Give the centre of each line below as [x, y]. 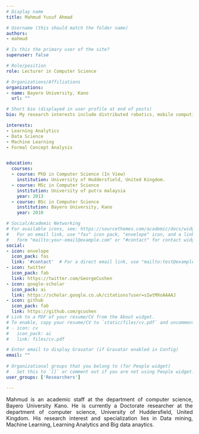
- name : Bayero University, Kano [47, 93]
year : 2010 [30, 213]
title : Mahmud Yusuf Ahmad [39, 17]
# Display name [25, 12]
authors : [17, 33]
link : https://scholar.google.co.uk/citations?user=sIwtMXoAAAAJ [94, 295]
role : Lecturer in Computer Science [51, 71]
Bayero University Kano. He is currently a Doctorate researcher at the [99, 406]
